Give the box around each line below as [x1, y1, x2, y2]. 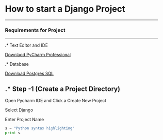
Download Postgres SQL [5, 70, 54, 76]
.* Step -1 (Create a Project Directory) [5, 85, 120, 93]
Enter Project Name [5, 117, 44, 122]
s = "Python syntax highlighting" [5, 126, 75, 131]
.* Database [5, 61, 29, 67]
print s [5, 130, 21, 135]
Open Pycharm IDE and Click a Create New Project [5, 98, 107, 104]
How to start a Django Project [5, 3, 125, 15]
